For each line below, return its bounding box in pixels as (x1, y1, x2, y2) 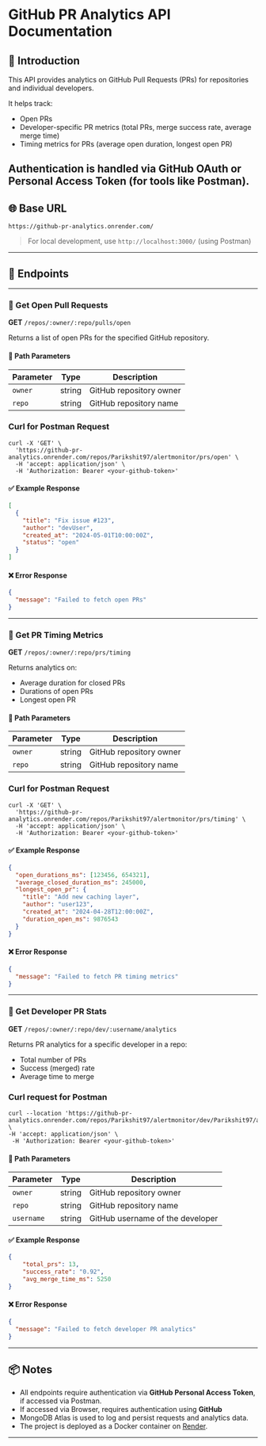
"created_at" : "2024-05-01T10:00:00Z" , (22, 531, 154, 540)
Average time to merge (19, 1071, 95, 1081)
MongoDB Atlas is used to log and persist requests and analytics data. (19, 1413, 249, 1423)
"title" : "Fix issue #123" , (22, 517, 115, 525)
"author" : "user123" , (22, 901, 93, 909)
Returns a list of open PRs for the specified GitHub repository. (8, 333, 210, 342)
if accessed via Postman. (19, 1396, 102, 1406)
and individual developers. (8, 83, 94, 93)
